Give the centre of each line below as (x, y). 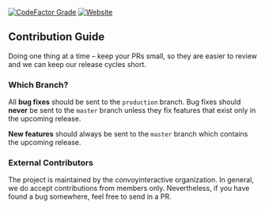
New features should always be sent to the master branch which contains (128, 134)
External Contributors (51, 163)
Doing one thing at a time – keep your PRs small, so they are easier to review (133, 56)
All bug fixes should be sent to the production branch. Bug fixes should (125, 102)
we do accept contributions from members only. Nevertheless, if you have (129, 188)
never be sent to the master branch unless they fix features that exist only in (132, 110)
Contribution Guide (57, 37)
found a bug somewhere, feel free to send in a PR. (90, 196)
